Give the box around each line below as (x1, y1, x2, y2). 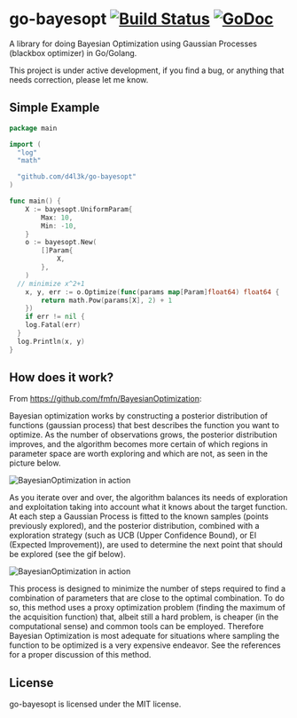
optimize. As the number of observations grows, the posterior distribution (9, 429, 277, 440)
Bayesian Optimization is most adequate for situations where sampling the (9, 631, 280, 642)
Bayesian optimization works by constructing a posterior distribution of (9, 411, 269, 421)
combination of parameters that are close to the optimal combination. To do (9, 593, 285, 603)
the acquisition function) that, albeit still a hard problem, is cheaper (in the (9, 611, 279, 622)
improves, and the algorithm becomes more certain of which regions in (9, 439, 269, 450)
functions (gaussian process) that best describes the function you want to (9, 420, 279, 431)
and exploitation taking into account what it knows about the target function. (9, 502, 288, 513)
